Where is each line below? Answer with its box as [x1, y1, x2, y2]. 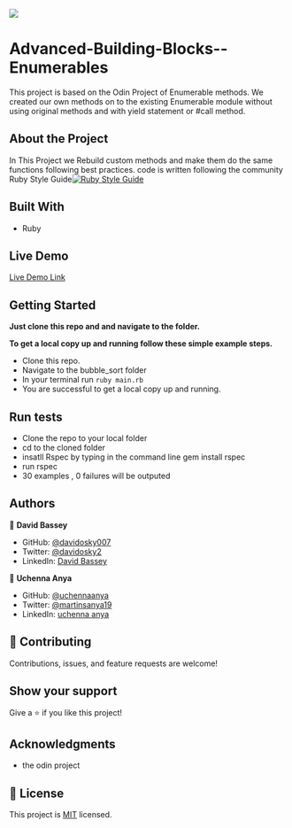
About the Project [9, 131, 109, 146]
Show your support [9, 684, 118, 699]
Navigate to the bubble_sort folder [21, 365, 148, 375]
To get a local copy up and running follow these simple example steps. [9, 338, 273, 349]
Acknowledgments [9, 736, 117, 752]
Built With [9, 199, 65, 214]
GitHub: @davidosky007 [21, 537, 111, 547]
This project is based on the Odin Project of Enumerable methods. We [9, 87, 264, 97]
